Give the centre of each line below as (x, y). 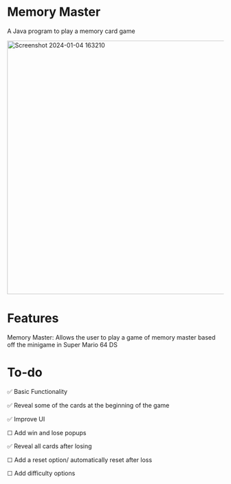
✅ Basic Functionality (37, 391)
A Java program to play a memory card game (71, 31)
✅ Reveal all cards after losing (49, 446)
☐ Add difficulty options (41, 473)
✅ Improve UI (26, 419)
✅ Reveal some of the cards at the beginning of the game (88, 405)
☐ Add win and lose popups (47, 432)
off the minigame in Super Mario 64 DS (63, 344)
